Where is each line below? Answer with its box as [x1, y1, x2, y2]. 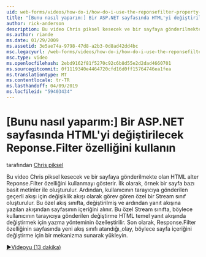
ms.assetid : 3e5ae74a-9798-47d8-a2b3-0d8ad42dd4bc [6, 43, 139, 50]
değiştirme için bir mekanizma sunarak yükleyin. [6, 231, 128, 239]
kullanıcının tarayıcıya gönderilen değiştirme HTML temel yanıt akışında [6, 212, 186, 219]
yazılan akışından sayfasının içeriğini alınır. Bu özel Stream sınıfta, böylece [6, 206, 193, 213]
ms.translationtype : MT [6, 72, 67, 78]
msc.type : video [6, 54, 48, 61]
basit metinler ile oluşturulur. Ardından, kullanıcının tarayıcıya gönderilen [6, 186, 188, 193]
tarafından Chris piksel [6, 161, 64, 168]
